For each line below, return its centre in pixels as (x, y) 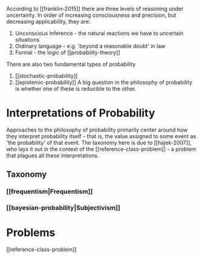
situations (27, 40)
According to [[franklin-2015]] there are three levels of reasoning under (95, 9)
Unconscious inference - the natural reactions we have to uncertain (99, 33)
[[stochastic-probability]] (46, 76)
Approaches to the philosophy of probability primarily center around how (97, 130)
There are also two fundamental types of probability (71, 64)
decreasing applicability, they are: (48, 21)
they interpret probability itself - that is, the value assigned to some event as (101, 136)
